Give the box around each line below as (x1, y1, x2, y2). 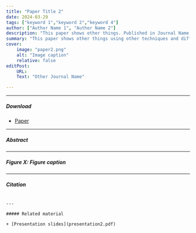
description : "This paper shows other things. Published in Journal (6, 30, 176, 36)
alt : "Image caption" (16, 52, 69, 58)
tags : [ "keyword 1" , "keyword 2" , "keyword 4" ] (6, 19, 118, 25)
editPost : (6, 63, 30, 69)
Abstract (6, 136, 28, 143)
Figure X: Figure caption (6, 159, 66, 166)
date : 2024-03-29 (6, 14, 48, 20)
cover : (6, 42, 22, 47)
